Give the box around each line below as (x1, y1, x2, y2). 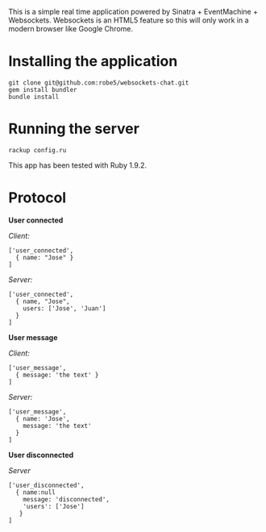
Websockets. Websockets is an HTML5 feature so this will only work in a (8, 15, 249, 25)
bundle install (8, 93, 60, 101)
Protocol (8, 189, 67, 207)
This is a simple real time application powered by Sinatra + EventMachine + (8, 7, 258, 16)
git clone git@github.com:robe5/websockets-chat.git (8, 78, 189, 87)
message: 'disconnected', (23, 495, 110, 503)
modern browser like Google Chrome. (8, 24, 134, 33)
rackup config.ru (8, 146, 67, 154)
